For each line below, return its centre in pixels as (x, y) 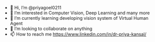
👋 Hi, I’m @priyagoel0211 (35, 8)
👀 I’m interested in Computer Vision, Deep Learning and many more (80, 13)
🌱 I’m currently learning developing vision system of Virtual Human (79, 18)
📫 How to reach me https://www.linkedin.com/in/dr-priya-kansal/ (78, 34)
